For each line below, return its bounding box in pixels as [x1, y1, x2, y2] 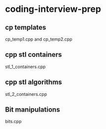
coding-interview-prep [5, 3, 101, 15]
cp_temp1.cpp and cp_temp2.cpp [5, 36, 72, 42]
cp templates [5, 23, 46, 32]
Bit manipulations [5, 105, 60, 114]
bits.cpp [5, 119, 22, 125]
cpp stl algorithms [5, 78, 63, 86]
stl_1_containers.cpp [5, 63, 46, 70]
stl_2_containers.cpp [5, 91, 47, 97]
